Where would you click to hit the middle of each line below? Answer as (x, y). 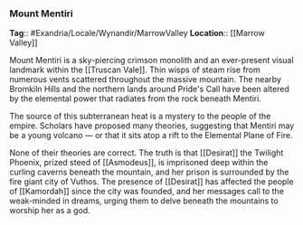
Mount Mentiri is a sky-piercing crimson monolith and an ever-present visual (151, 61)
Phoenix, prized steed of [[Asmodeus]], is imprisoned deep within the (139, 163)
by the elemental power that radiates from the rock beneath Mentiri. (136, 98)
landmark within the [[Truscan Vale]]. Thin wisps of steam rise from (135, 70)
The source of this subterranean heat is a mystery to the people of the (140, 117)
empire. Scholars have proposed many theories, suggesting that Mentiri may (152, 126)
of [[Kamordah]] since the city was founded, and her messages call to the (147, 192)
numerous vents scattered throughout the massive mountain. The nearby (146, 80)
